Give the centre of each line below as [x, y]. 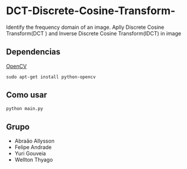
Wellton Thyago [34, 160]
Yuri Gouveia [30, 154]
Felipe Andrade [33, 147]
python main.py [25, 108]
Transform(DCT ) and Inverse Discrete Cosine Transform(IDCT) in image [93, 33]
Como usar [27, 95]
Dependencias [33, 52]
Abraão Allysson [34, 141]
